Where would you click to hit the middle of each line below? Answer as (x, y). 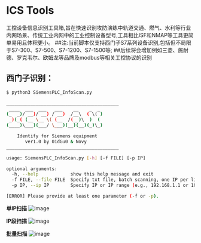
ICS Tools (30, 10)
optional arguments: (32, 169)
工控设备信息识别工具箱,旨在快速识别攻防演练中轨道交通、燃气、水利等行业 (99, 27)
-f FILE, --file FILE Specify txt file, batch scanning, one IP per (100, 180)
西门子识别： (30, 78)
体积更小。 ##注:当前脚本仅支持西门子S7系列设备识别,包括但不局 (106, 42)
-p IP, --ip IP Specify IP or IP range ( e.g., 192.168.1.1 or (100, 186)
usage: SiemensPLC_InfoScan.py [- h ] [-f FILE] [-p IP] (76, 158)
